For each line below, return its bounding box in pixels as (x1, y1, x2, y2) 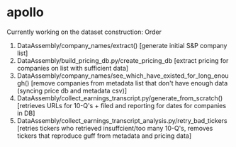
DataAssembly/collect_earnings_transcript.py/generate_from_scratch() (16, 93, 223, 102)
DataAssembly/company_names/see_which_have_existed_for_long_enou (16, 71, 229, 80)
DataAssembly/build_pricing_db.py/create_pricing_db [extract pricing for (16, 56, 229, 64)
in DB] (16, 109, 35, 117)
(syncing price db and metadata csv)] (16, 86, 128, 95)
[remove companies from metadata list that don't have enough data (30, 78, 228, 87)
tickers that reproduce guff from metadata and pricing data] (16, 131, 192, 140)
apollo (6, 4, 44, 20)
